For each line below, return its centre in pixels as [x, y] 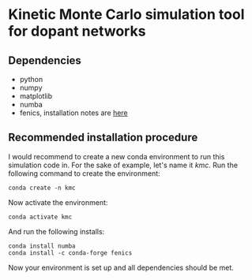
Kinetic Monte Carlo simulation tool [126, 15]
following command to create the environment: [84, 173]
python [31, 79]
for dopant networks [77, 31]
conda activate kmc [40, 217]
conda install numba [42, 246]
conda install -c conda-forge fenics [70, 253]
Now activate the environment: [58, 202]
